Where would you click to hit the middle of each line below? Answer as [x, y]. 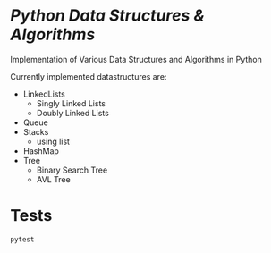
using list [53, 141]
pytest [22, 239]
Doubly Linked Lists [73, 113]
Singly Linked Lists [71, 103]
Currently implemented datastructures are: [89, 76]
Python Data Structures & [107, 16]
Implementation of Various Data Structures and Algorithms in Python [136, 59]
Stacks [36, 131]
